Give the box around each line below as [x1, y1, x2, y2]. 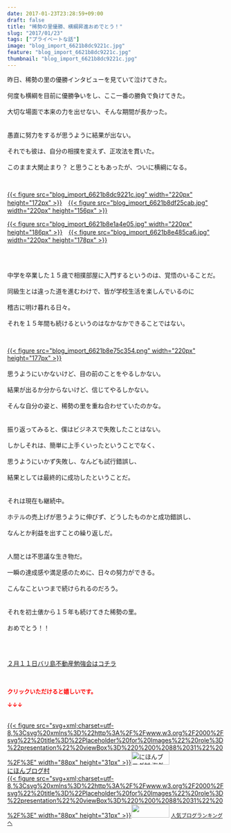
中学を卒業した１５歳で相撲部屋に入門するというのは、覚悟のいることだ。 [7, 271, 219, 279]
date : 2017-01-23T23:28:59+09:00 [7, 10, 104, 17]
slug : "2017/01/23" [7, 29, 64, 37]
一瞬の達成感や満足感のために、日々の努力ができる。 [7, 568, 159, 576]
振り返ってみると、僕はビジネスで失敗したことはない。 [7, 425, 165, 433]
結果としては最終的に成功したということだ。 [7, 473, 134, 481]
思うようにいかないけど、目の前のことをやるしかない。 [7, 369, 165, 378]
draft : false [7, 17, 45, 24]
